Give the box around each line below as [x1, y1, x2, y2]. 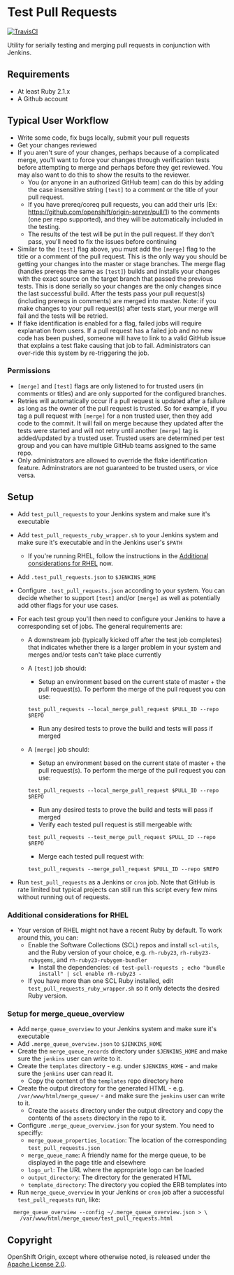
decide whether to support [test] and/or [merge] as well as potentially [17, 593, 221, 602]
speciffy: [17, 1129, 43, 1137]
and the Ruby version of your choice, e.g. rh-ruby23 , [27, 948, 179, 956]
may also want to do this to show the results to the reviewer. [17, 170, 191, 179]
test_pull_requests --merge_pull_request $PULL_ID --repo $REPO [27, 866, 219, 873]
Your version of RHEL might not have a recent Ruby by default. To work [17, 926, 223, 934]
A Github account [17, 94, 68, 103]
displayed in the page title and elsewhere [27, 1158, 147, 1167]
